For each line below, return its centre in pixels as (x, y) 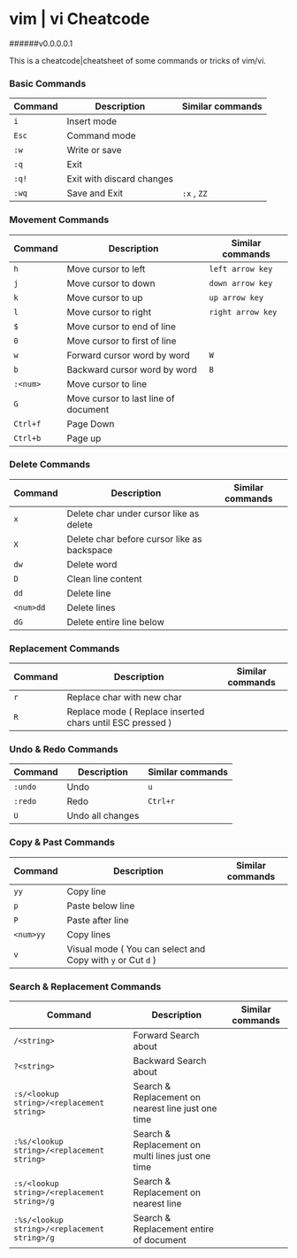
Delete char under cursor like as (133, 513)
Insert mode (92, 121)
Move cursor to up (105, 297)
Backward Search (170, 1061)
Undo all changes (103, 816)
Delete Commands (50, 465)
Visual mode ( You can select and (136, 949)
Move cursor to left (106, 268)
